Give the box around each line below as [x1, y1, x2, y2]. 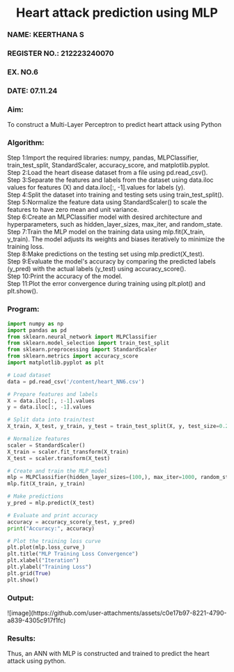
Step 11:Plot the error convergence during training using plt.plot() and [7, 280, 205, 288]
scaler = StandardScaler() [7, 441, 86, 449]
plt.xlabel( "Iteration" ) [7, 557, 79, 564]
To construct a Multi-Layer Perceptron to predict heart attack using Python [7, 121, 221, 129]
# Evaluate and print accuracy [7, 512, 98, 519]
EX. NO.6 [7, 67, 38, 77]
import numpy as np [7, 320, 64, 327]
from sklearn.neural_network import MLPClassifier [7, 333, 157, 340]
